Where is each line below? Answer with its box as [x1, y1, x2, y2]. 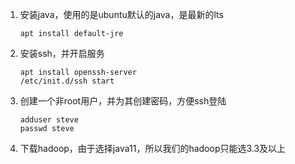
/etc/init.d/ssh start [19, 76, 115, 86]
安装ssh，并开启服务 [19, 48, 105, 59]
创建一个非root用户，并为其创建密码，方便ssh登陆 [19, 95, 227, 107]
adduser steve [19, 115, 79, 125]
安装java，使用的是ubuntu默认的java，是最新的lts [19, 9, 224, 20]
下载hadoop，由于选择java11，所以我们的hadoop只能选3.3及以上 [19, 143, 287, 154]
